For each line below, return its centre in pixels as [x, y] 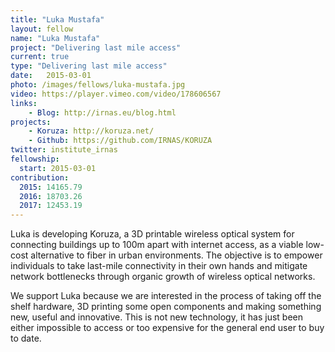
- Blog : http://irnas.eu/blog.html [102, 112]
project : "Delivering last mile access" [96, 47]
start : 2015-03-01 [58, 168]
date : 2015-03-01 [51, 76]
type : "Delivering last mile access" [89, 66]
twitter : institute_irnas [64, 150]
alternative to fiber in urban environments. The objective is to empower [176, 255]
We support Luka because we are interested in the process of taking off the [166, 296]
